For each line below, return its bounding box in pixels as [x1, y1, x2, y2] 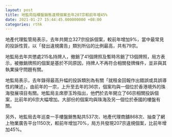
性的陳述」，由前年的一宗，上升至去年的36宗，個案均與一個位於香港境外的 [5, 84, 161, 90]
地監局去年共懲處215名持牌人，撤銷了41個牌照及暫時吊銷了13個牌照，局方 [5, 54, 161, 60]
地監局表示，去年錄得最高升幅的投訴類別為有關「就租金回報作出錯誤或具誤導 [5, 77, 167, 83]
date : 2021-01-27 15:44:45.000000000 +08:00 [5, 17, 102, 22]
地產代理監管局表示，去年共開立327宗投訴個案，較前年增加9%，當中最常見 [5, 36, 164, 42]
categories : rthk [5, 21, 42, 27]
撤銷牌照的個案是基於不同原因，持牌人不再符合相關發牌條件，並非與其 [18, 60, 167, 66]
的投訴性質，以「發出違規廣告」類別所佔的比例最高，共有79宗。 [5, 43, 141, 49]
